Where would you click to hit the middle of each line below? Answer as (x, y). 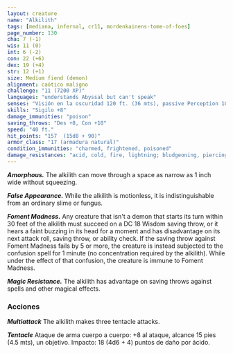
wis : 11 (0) (24, 46)
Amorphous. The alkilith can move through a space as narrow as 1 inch (109, 174)
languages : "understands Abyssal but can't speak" (82, 98)
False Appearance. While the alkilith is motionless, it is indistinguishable (111, 195)
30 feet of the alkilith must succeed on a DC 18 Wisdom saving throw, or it (113, 224)
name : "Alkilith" (32, 20)
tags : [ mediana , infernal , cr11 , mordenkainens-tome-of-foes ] (99, 26)
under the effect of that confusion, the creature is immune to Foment (105, 260)
